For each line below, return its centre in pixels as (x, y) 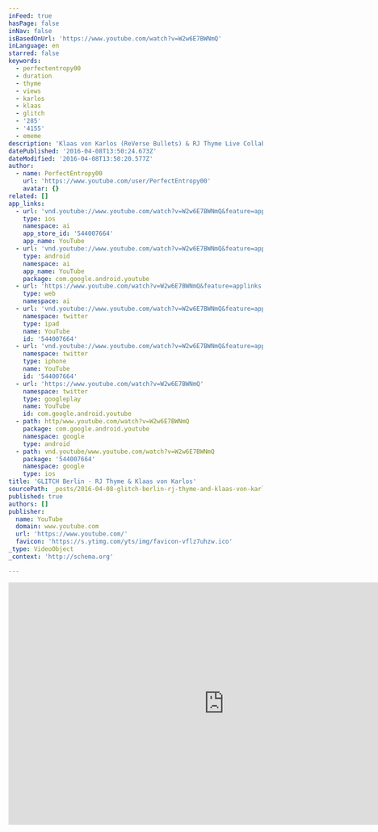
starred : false (34, 53)
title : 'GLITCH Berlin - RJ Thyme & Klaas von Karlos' (103, 481)
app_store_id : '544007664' (68, 234)
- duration (34, 76)
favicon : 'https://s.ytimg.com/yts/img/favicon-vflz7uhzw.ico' (124, 542)
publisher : (27, 511)
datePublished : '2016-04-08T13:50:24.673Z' (83, 151)
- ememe (29, 136)
